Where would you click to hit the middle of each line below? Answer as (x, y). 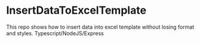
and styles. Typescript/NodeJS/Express (55, 33)
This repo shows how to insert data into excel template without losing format (100, 27)
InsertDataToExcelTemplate (76, 10)
